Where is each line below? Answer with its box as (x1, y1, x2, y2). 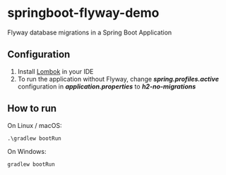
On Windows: (7, 147, 47, 155)
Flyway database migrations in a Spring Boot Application (7, 28, 172, 37)
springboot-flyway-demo (7, 5, 160, 21)
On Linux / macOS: (7, 121, 62, 129)
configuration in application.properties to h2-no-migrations (17, 82, 196, 91)
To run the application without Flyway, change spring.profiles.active (17, 74, 219, 83)
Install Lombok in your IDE (17, 67, 94, 75)
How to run (7, 103, 57, 115)
